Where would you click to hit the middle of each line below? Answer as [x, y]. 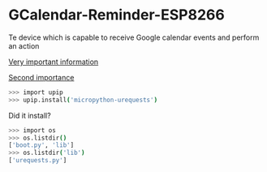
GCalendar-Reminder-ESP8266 [116, 15]
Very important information [54, 62]
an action [24, 45]
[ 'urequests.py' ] [38, 161]
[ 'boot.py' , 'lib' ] [41, 145]
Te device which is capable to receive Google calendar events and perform [134, 37]
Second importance [41, 77]
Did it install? [30, 115]
